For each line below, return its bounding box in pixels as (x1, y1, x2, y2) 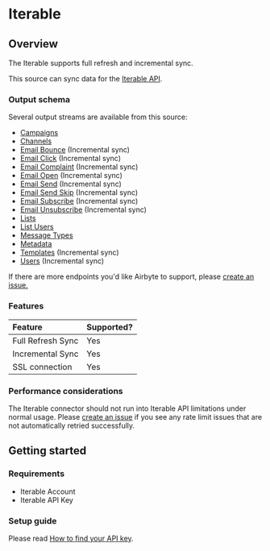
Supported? (86, 321, 133, 333)
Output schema (8, 93, 71, 105)
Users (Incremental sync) (19, 256, 105, 266)
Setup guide (8, 515, 57, 526)
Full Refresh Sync (12, 335, 79, 346)
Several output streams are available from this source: (8, 112, 188, 122)
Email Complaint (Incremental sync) (19, 162, 139, 172)
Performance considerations (8, 385, 123, 396)
